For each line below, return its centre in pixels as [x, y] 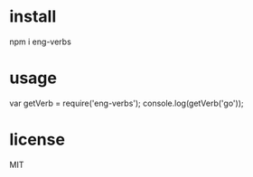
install [33, 17]
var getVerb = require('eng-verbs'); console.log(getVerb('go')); [126, 103]
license [37, 140]
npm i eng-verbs [41, 42]
